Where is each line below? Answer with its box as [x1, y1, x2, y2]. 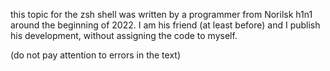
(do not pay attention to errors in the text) [10, 49, 182, 61]
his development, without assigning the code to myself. [10, 30, 238, 41]
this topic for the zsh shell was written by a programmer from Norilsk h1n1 [10, 9, 313, 20]
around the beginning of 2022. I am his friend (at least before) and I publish [10, 19, 321, 31]
